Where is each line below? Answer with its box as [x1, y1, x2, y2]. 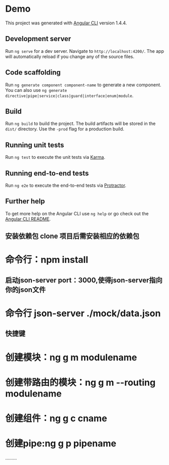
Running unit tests [5, 141, 64, 149]
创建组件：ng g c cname [5, 412, 107, 424]
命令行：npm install [5, 254, 89, 265]
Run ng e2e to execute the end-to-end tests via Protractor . [5, 182, 126, 188]
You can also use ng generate [5, 87, 67, 93]
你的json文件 [5, 285, 46, 294]
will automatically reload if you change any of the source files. [5, 53, 135, 59]
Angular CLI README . [5, 216, 51, 222]
